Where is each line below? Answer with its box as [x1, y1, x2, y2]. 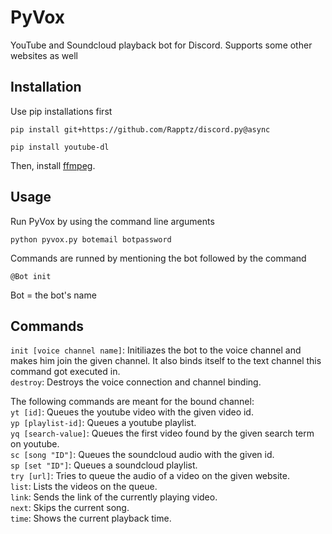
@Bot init [10, 271, 52, 281]
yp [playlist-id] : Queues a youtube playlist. [10, 417, 197, 429]
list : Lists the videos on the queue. [10, 481, 158, 493]
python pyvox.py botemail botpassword [10, 234, 172, 245]
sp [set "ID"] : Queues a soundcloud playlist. [10, 459, 198, 471]
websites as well [10, 49, 78, 61]
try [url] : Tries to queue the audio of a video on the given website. [10, 470, 290, 482]
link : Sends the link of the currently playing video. [10, 491, 218, 503]
